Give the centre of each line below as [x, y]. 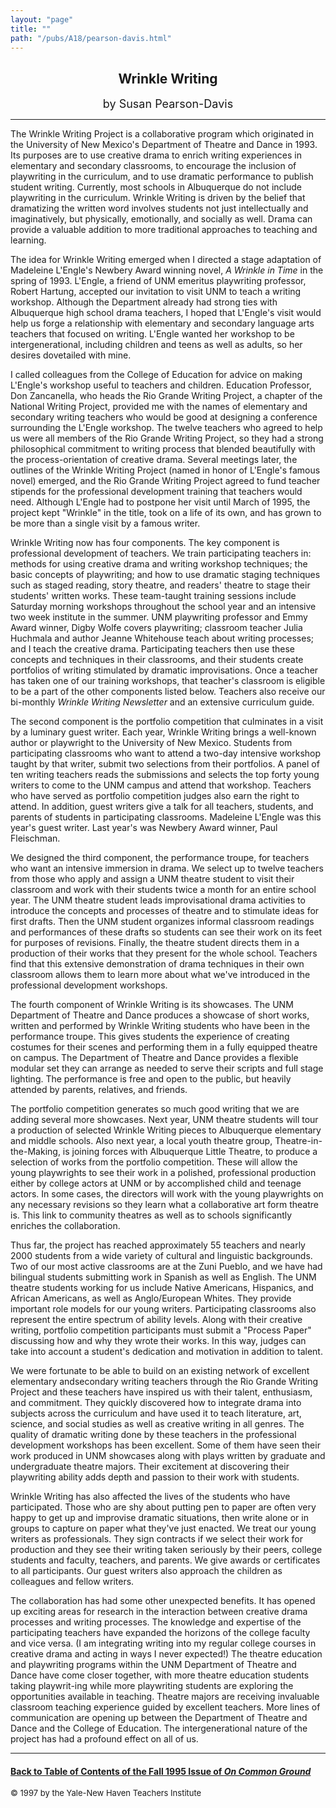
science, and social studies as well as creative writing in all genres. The [157, 1424]
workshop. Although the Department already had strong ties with [144, 302]
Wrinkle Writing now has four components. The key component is [145, 543]
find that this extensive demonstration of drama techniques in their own [157, 964]
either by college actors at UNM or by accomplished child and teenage [156, 1183]
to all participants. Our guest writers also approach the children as [146, 1571]
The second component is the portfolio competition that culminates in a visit [167, 722]
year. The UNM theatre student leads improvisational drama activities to [158, 900]
